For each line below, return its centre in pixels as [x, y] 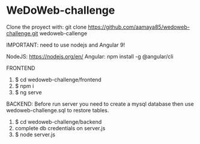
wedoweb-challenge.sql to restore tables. [58, 110]
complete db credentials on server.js [60, 128]
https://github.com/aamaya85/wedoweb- [139, 27]
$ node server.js [35, 134]
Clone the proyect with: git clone [47, 27]
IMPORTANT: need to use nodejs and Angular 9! [66, 45]
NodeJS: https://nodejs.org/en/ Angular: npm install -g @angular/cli [90, 56]
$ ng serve [28, 92]
